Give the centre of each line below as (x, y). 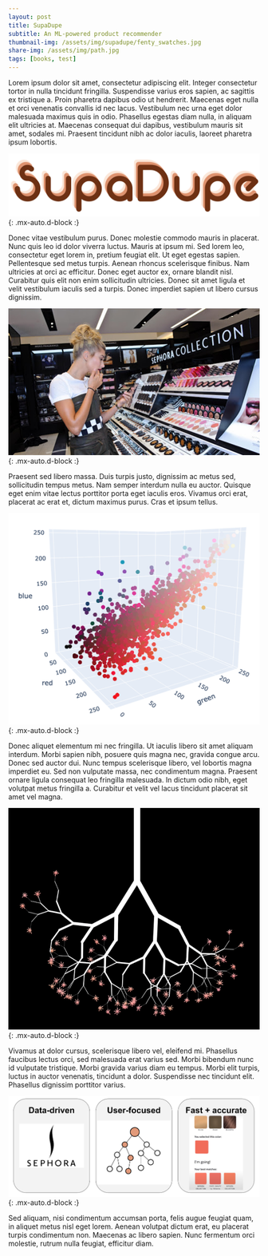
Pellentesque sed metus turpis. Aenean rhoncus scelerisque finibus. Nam (129, 263)
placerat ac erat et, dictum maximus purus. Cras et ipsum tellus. (113, 502)
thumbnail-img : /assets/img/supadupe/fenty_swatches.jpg (105, 42)
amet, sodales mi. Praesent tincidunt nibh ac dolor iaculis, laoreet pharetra (130, 133)
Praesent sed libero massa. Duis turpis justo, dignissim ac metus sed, (122, 477)
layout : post (30, 17)
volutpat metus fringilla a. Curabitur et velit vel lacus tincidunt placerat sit (128, 788)
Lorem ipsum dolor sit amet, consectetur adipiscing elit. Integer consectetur (133, 83)
